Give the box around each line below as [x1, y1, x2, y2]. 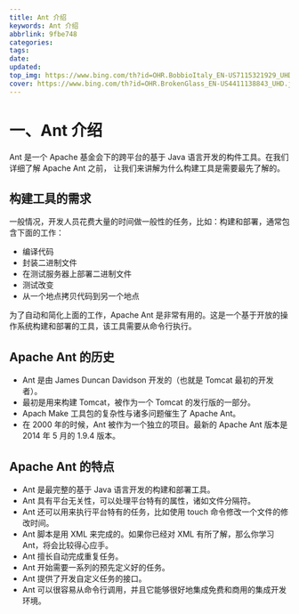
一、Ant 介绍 [9, 120, 103, 141]
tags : [9, 46, 29, 55]
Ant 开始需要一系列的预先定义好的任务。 [21, 562, 171, 572]
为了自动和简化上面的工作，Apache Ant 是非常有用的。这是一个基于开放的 [9, 310, 281, 320]
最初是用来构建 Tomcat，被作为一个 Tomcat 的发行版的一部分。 [21, 397, 255, 408]
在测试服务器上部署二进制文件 [21, 269, 132, 279]
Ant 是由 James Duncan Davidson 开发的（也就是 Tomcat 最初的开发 [21, 375, 274, 385]
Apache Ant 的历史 [9, 349, 115, 365]
